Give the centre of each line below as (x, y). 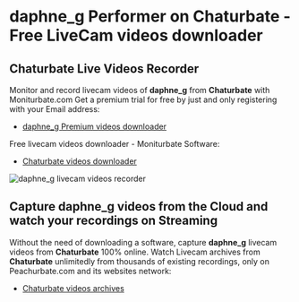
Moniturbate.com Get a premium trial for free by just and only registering (143, 99)
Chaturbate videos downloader (79, 161)
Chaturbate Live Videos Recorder (104, 69)
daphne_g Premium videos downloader (94, 126)
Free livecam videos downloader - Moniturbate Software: (115, 144)
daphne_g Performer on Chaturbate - (150, 17)
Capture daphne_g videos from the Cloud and (139, 207)
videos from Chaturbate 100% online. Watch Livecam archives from (135, 252)
